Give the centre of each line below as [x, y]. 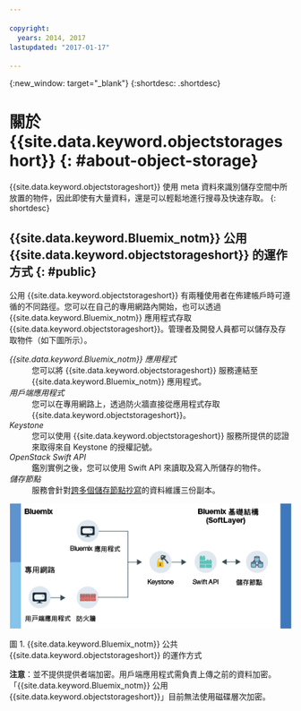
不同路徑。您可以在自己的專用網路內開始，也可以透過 [123, 306]
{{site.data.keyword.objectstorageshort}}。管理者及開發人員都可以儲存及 [144, 329]
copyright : [30, 28]
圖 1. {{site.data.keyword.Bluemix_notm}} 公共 [94, 644]
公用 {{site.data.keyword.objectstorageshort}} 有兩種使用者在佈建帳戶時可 [146, 295]
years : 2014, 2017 [52, 38]
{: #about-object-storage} [159, 161]
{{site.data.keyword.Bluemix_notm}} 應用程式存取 [101, 317]
